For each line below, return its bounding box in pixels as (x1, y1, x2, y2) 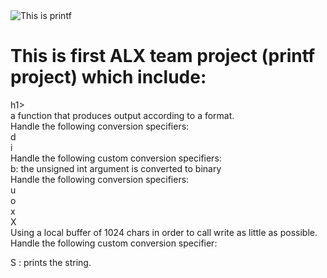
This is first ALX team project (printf (10, 45, 316, 68)
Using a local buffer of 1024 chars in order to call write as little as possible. (10, 226, 318, 238)
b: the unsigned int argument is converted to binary (10, 162, 222, 174)
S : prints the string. (10, 256, 92, 268)
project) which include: (10, 66, 207, 89)
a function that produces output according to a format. (10, 109, 235, 121)
